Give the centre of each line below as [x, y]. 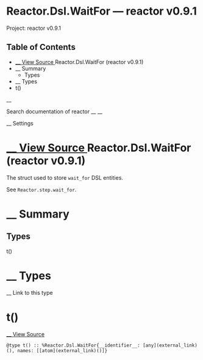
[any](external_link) [170, 345]
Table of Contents [41, 47]
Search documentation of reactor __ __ [54, 111]
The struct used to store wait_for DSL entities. [65, 177]
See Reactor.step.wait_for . [41, 189]
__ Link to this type [30, 292]
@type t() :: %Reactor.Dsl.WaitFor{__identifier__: [73, 345]
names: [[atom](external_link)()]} [62, 351]
